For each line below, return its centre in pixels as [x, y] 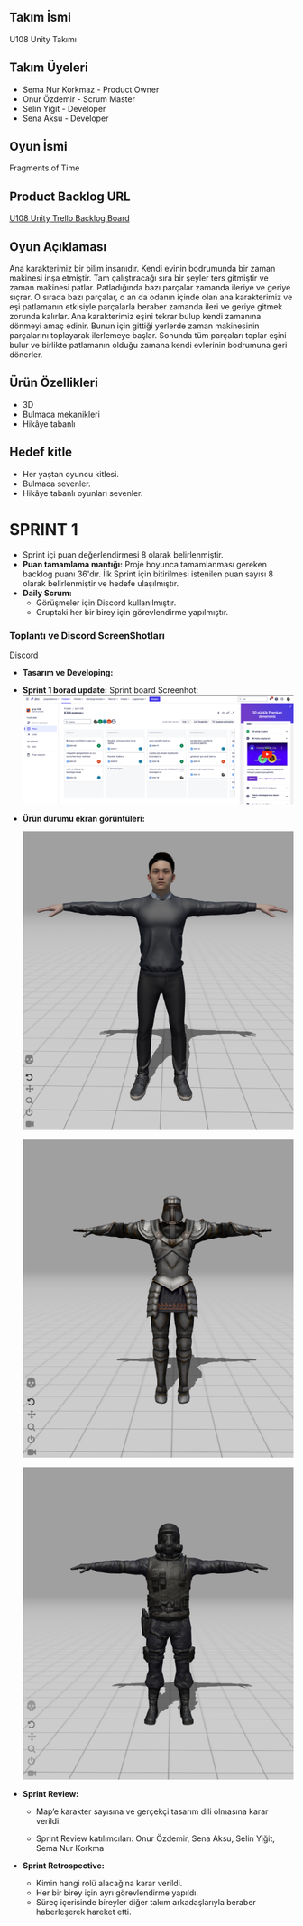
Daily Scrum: [47, 593]
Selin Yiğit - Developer [64, 108]
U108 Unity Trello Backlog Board [70, 218]
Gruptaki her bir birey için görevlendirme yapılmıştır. [132, 612]
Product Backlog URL [70, 196]
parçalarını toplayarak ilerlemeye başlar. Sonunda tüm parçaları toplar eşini [148, 336]
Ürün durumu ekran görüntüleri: [84, 818]
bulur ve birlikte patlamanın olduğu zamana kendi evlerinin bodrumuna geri [148, 346]
